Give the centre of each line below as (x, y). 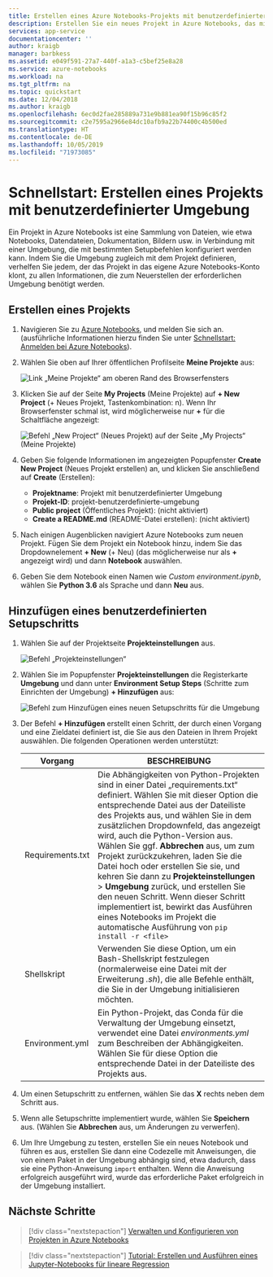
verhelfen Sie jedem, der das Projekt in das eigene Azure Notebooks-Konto (134, 267)
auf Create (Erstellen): (57, 478)
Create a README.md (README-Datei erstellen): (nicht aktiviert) (141, 519)
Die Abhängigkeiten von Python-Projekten (178, 774)
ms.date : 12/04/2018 (43, 99)
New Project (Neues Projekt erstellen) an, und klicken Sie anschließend (140, 469)
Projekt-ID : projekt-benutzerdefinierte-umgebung (116, 502)
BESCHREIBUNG (179, 760)
